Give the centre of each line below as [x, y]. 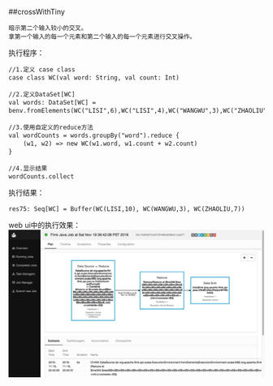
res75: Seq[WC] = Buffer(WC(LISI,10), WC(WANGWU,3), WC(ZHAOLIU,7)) [127, 209]
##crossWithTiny [37, 12]
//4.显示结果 [28, 169]
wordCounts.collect [41, 177]
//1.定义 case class [42, 70]
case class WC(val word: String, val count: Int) [94, 78]
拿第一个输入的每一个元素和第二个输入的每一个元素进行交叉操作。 [102, 36]
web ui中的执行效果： [45, 225]
